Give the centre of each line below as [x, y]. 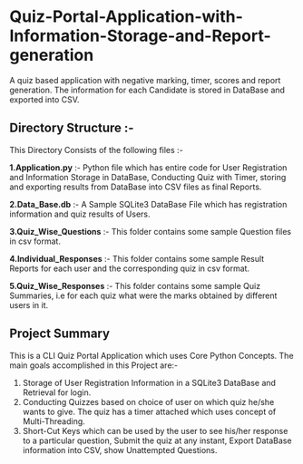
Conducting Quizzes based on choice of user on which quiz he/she [148, 401]
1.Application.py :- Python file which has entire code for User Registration [148, 167]
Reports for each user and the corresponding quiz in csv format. [130, 268]
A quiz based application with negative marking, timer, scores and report [145, 80]
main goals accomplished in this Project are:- [94, 365]
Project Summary [60, 334]
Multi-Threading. [54, 421]
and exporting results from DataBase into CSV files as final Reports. [136, 187]
